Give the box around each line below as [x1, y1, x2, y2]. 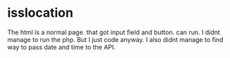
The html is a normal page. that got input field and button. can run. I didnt [7, 28, 220, 36]
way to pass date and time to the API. [7, 43, 116, 51]
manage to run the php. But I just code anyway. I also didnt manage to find [7, 35, 224, 43]
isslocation [7, 5, 74, 21]
